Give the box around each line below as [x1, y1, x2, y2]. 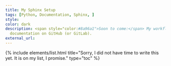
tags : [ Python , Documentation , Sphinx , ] [5, 12, 95, 17]
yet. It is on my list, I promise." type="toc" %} [5, 55, 100, 61]
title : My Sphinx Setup [5, 7, 56, 13]
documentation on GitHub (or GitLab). [10, 31, 93, 36]
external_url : [5, 36, 36, 41]
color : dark [5, 21, 31, 27]
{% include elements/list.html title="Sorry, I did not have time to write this [5, 49, 159, 56]
